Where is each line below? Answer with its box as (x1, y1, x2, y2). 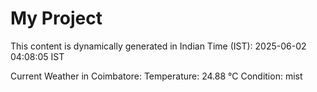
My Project (10, 7, 103, 30)
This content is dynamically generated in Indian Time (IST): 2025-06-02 (10, 40, 307, 52)
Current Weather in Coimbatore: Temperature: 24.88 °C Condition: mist (10, 70, 303, 82)
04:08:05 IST (10, 50, 65, 62)
